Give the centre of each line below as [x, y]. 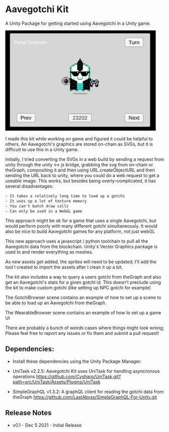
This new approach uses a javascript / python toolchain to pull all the [77, 241]
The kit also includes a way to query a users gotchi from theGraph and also [83, 277]
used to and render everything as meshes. [49, 252]
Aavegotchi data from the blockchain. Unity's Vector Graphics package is [81, 246]
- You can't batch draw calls [37, 206]
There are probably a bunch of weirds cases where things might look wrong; [85, 328]
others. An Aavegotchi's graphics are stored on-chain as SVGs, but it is [79, 144]
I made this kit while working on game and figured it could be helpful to [79, 139]
